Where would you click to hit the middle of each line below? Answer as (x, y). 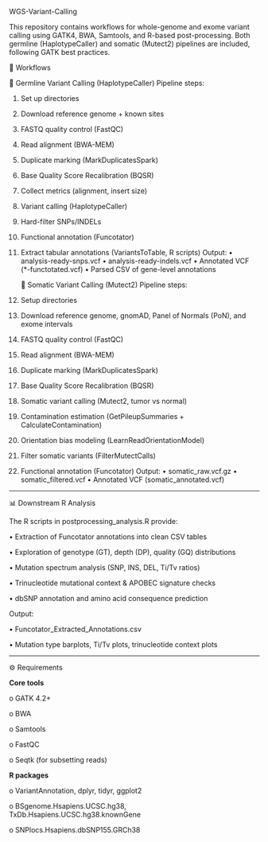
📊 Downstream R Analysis (52, 503)
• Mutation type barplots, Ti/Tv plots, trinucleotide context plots (113, 644)
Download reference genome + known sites (92, 114)
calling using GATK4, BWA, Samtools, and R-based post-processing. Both (130, 35)
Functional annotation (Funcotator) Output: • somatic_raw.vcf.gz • (129, 471)
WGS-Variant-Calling (43, 12)
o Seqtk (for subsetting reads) (58, 760)
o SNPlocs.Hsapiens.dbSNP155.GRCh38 (75, 830)
